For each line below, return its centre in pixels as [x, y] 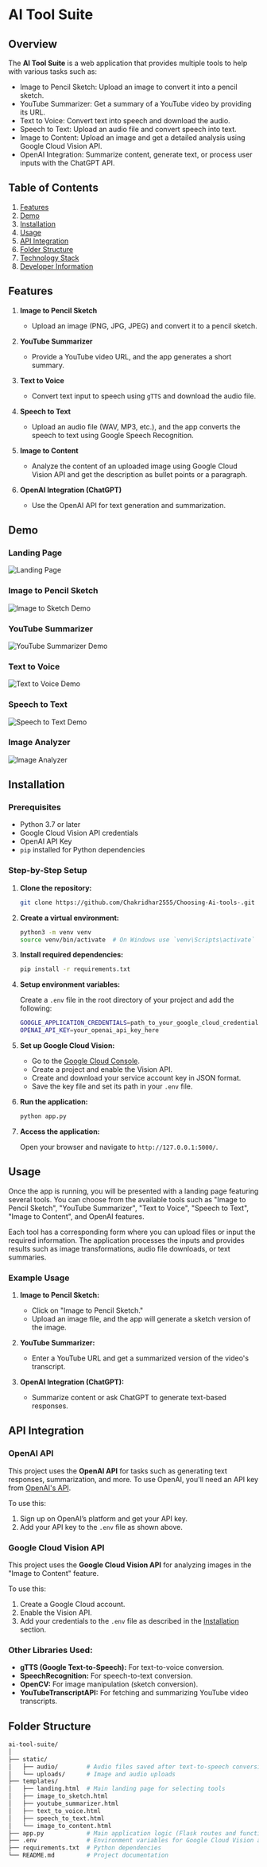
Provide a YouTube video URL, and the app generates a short [132, 356]
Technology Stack [49, 258]
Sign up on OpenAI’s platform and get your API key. [104, 1518]
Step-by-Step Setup [48, 871]
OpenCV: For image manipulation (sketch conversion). [109, 1684]
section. [33, 1629]
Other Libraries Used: [50, 1650]
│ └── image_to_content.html [60, 1826]
